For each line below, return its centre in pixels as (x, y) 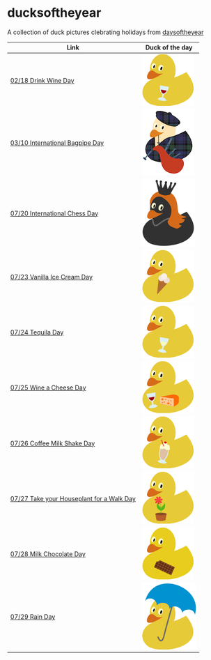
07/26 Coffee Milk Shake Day (53, 443)
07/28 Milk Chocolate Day (48, 554)
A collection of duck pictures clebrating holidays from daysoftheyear (105, 32)
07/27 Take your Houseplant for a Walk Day (73, 498)
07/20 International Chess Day (54, 213)
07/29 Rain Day (33, 617)
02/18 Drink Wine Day (42, 81)
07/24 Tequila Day (37, 332)
